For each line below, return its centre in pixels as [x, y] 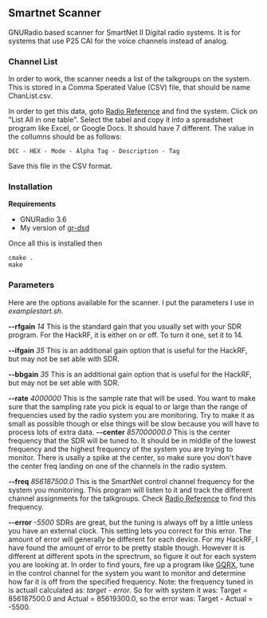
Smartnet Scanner [55, 13]
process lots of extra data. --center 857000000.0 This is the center [120, 432]
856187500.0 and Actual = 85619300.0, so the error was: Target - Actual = [131, 598]
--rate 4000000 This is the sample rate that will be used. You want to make [132, 398]
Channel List [33, 61]
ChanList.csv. [31, 96]
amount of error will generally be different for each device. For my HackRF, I [133, 539]
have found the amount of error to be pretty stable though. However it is [127, 547]
